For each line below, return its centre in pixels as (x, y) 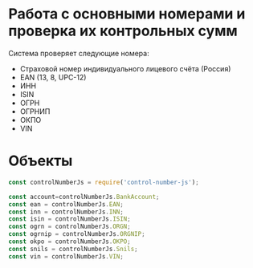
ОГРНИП (35, 111)
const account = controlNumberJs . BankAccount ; (84, 197)
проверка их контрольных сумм (123, 31)
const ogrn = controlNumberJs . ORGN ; (69, 227)
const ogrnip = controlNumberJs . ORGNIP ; (77, 234)
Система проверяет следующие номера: (79, 53)
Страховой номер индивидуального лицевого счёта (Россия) (125, 68)
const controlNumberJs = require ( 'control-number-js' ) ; (104, 182)
